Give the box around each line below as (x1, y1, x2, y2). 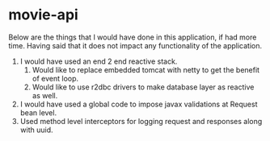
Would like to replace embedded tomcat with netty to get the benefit (32, 64, 260, 74)
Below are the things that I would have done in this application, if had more (8, 32, 257, 42)
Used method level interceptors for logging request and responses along (19, 116, 263, 126)
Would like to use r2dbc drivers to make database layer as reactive (32, 82, 255, 92)
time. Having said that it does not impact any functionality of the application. (8, 40, 263, 50)
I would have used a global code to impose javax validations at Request (19, 99, 258, 109)
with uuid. (19, 125, 53, 135)
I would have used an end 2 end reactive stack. (19, 56, 178, 66)
